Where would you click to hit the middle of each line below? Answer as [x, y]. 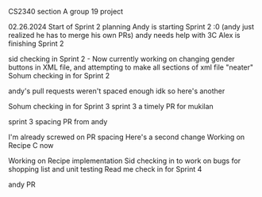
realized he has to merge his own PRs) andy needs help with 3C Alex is [124, 35]
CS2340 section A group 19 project [66, 11]
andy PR [22, 184]
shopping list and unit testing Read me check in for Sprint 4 [105, 169]
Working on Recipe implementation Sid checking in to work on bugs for [125, 161]
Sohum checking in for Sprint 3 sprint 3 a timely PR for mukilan [111, 106]
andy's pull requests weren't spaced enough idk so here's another [117, 91]
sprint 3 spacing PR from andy [58, 121]
